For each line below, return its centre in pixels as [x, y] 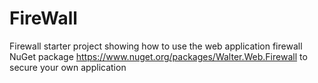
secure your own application [68, 67]
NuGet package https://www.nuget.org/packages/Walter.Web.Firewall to [158, 56]
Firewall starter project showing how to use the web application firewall [156, 46]
